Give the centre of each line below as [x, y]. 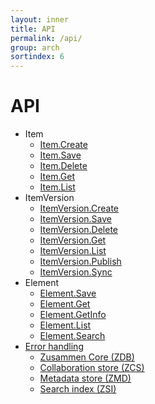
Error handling [54, 347]
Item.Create [63, 145]
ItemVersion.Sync [76, 272]
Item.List [57, 187]
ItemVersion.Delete [79, 230]
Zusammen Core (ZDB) [87, 357]
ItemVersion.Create [79, 208]
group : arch [35, 47]
